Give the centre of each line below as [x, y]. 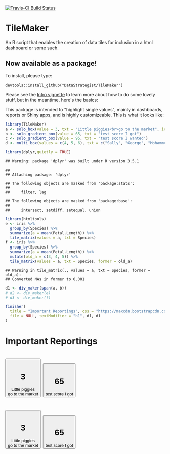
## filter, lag [26, 192]
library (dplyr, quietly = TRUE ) [38, 152]
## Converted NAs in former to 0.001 [45, 279]
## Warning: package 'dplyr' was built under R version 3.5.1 [72, 161]
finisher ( [16, 307]
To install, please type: [29, 75]
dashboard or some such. [32, 48]
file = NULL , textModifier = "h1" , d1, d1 [55, 316]
